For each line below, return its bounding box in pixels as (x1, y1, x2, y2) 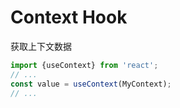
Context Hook (10, 6, 128, 29)
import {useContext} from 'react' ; (10, 60, 159, 70)
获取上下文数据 (10, 40, 72, 52)
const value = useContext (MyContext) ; (10, 79, 172, 89)
